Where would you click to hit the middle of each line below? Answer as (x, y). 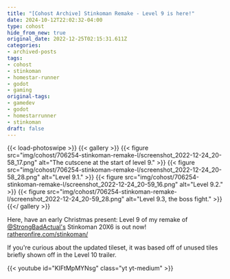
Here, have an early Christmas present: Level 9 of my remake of (97, 220)
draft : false (26, 129)
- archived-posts (32, 52)
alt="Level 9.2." (201, 185)
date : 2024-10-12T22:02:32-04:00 (55, 20)
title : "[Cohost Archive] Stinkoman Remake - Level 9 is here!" (101, 13)
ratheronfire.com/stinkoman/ (48, 234)
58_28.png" (24, 177)
